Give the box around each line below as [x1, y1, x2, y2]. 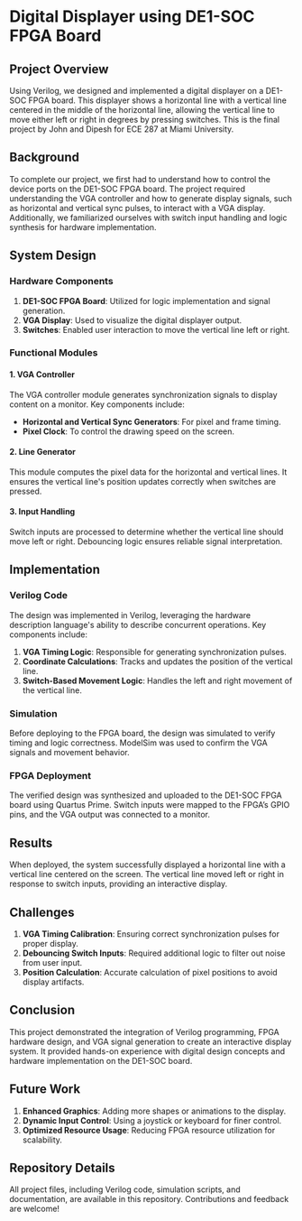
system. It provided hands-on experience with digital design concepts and [9, 1045, 286, 1057]
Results [9, 835, 53, 850]
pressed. [9, 486, 42, 496]
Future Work [9, 1081, 81, 1097]
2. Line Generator [9, 447, 77, 458]
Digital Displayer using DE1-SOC [9, 6, 255, 27]
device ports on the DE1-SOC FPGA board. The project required [9, 183, 246, 194]
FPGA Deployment [9, 769, 92, 782]
